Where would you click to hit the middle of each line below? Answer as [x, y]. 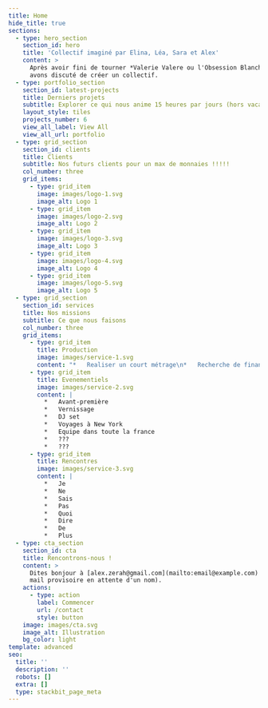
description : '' [42, 669]
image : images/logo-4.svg [80, 261]
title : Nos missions [57, 312]
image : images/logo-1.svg [80, 194]
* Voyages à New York [83, 424]
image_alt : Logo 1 [67, 201]
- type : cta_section [49, 543]
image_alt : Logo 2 [67, 224]
